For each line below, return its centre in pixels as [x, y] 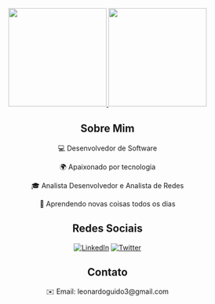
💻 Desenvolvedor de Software [107, 148]
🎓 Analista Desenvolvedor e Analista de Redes [107, 185]
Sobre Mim [107, 129]
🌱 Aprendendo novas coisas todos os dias [107, 203]
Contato [107, 272]
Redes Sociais [107, 229]
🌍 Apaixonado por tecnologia [107, 167]
